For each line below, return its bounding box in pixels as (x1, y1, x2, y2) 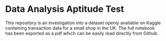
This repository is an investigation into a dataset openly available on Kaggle (5, 20, 161, 26)
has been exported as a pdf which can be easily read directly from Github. (5, 30, 159, 36)
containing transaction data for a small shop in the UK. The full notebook (5, 25, 155, 31)
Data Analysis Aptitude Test (5, 3, 124, 15)
